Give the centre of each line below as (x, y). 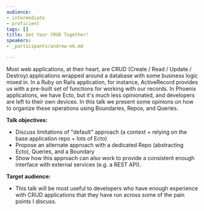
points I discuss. (36, 201)
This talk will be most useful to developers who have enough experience (107, 188)
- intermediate (26, 18)
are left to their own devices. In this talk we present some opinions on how (100, 101)
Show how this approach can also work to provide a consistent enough (105, 158)
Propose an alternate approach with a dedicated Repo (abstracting (99, 145)
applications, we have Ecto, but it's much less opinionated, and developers (100, 95)
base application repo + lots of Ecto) (61, 138)
